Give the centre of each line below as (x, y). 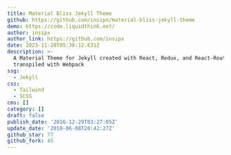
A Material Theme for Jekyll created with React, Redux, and (103, 58)
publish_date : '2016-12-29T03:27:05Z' (63, 122)
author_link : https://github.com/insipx (66, 39)
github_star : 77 (30, 134)
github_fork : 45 (30, 141)
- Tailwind (29, 90)
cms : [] (18, 103)
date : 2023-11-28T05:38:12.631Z (53, 45)
